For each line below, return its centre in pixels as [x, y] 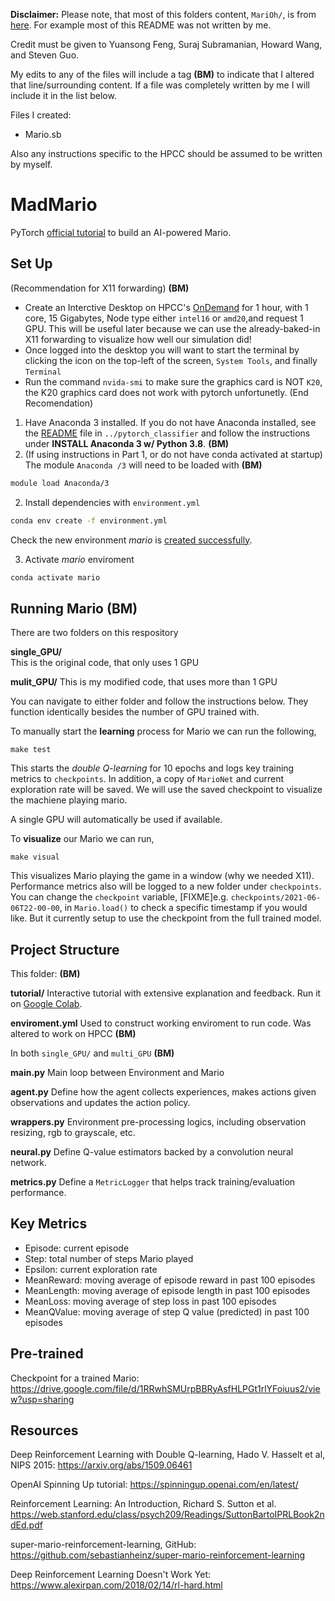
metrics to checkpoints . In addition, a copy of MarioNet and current [147, 779]
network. [29, 1162]
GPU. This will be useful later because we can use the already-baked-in [172, 328]
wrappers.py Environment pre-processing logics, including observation [158, 1122]
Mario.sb [43, 134]
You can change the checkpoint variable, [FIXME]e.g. [119, 897]
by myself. [31, 164]
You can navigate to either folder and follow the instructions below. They [159, 701]
